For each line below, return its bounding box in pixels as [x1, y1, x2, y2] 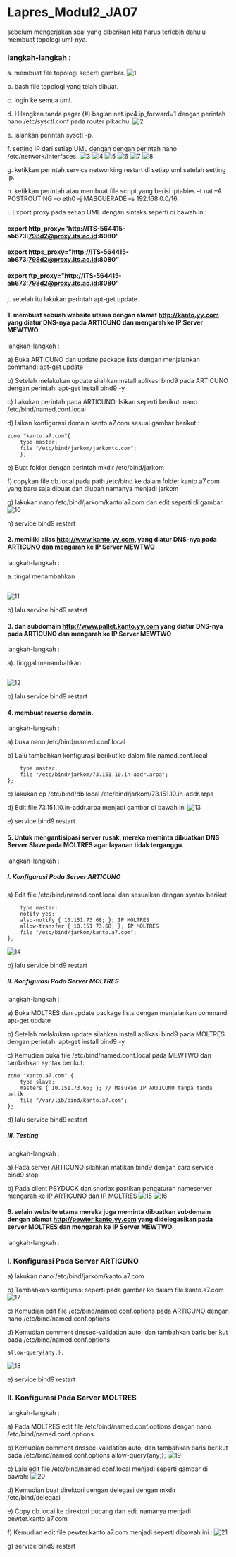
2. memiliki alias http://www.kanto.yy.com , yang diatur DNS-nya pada [7, 535, 217, 544]
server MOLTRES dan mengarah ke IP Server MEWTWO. [7, 1223, 175, 1231]
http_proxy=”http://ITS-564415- [28, 224, 125, 233]
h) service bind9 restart [7, 519, 76, 528]
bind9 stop [7, 1170, 39, 1179]
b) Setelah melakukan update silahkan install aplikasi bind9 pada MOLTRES [7, 1029, 225, 1038]
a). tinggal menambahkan [7, 659, 82, 667]
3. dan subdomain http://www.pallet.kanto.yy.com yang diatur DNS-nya [7, 622, 223, 630]
